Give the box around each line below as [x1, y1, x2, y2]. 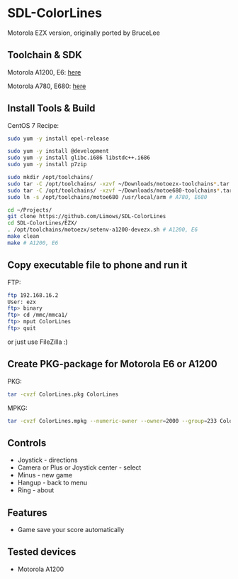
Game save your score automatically [17, 526, 125, 534]
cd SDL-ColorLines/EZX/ [7, 220, 78, 227]
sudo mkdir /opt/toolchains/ [7, 174, 93, 181]
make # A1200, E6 [7, 239, 59, 247]
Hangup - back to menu [17, 478, 88, 487]
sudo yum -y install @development [7, 148, 110, 155]
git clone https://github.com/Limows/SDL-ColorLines [7, 213, 166, 220]
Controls [7, 437, 47, 449]
